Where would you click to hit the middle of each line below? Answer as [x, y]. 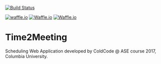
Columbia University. [27, 56]
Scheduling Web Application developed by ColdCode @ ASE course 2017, [81, 51]
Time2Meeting [36, 37]
